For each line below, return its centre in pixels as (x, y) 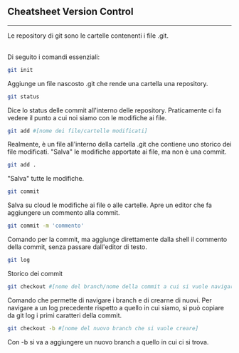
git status (23, 96)
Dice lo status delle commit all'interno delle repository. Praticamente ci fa (115, 110)
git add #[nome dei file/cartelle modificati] (78, 131)
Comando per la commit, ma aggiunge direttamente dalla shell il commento (117, 239)
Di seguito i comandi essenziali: (54, 57)
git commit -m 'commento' (46, 226)
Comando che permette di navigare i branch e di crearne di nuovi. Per (110, 300)
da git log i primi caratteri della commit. (65, 315)
